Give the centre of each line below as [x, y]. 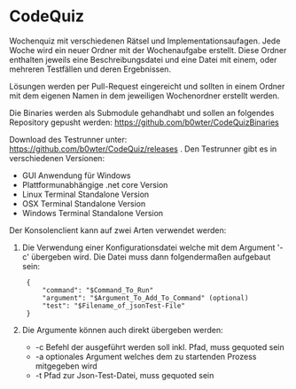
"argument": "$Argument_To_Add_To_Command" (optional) [145, 298]
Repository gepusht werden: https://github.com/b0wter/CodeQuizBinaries [144, 122]
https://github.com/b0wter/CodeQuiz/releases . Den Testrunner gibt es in [143, 149]
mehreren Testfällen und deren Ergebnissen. [90, 69]
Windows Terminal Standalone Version [93, 213]
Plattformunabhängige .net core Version [95, 184]
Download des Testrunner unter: [68, 139]
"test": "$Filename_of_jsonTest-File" [114, 306]
